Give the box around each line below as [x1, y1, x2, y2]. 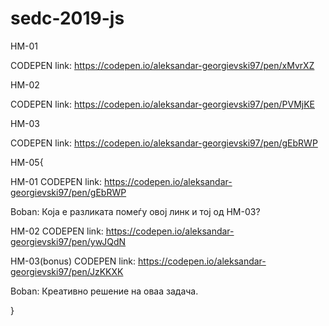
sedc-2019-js [10, 7, 125, 30]
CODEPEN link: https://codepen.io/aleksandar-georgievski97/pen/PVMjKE [10, 98, 315, 110]
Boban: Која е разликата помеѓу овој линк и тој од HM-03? [10, 205, 261, 217]
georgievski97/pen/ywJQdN [10, 235, 127, 247]
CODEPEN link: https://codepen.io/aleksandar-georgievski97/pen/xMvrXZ [10, 59, 315, 71]
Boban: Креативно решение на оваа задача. [10, 285, 199, 297]
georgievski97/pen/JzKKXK [10, 265, 124, 277]
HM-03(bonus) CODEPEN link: [10, 255, 137, 267]
